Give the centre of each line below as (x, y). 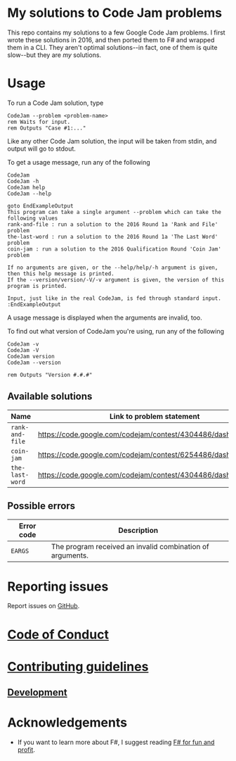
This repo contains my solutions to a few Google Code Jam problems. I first (117, 32)
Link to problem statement (155, 416)
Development (38, 692)
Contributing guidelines (78, 666)
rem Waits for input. (39, 122)
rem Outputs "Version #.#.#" (50, 375)
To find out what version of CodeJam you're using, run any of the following (116, 331)
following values (33, 218)
